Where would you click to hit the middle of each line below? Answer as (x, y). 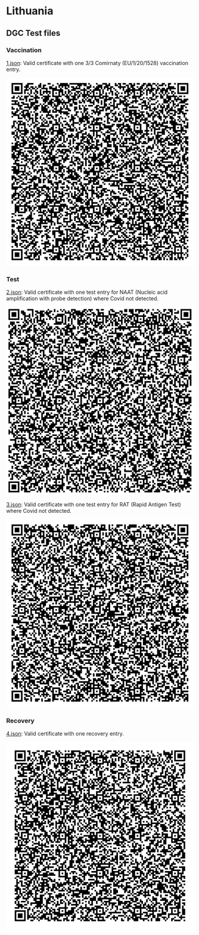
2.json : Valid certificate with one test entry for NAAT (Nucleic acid (87, 292)
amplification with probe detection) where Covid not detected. (83, 299)
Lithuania (30, 11)
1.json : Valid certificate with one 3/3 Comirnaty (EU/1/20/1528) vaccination (97, 63)
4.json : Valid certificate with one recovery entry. (65, 734)
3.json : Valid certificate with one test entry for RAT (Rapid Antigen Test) (94, 505)
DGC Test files (33, 33)
